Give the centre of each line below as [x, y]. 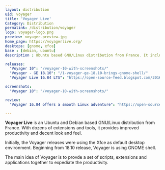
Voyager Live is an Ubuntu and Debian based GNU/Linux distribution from [80, 122]
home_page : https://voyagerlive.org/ [44, 42]
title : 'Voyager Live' [28, 19]
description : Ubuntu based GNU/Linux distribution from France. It [77, 55]
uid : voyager [18, 14]
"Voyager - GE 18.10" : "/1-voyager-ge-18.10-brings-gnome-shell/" [79, 73]
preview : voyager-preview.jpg [36, 37]
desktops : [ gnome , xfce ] [30, 46]
